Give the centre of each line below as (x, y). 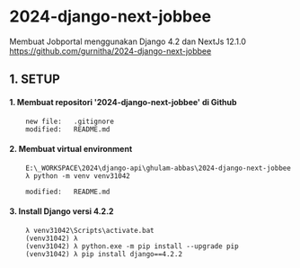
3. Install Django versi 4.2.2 (62, 211)
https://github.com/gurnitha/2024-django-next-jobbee (110, 50)
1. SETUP (35, 80)
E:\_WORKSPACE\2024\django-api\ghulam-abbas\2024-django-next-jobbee (159, 168)
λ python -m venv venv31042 (78, 176)
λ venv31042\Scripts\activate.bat (90, 230)
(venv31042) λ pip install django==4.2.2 (104, 254)
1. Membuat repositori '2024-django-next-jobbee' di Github (123, 102)
